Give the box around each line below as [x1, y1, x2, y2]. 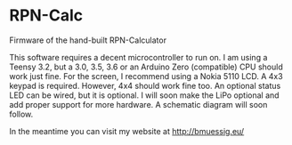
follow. [9, 109, 34, 119]
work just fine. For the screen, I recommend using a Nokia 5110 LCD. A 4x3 [9, 70, 283, 81]
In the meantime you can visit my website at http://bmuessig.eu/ [9, 125, 245, 136]
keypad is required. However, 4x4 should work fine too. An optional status [9, 80, 281, 91]
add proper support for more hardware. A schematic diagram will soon [9, 99, 268, 109]
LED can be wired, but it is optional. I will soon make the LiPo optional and [9, 90, 280, 101]
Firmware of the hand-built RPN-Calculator [9, 35, 167, 45]
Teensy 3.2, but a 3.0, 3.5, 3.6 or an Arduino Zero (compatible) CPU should [9, 61, 283, 72]
